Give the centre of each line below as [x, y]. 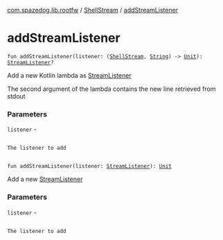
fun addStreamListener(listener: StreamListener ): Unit [89, 166]
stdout [16, 96]
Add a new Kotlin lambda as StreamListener [69, 75]
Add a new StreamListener [45, 179]
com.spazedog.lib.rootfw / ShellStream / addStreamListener [93, 10]
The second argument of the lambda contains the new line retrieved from [111, 89]
